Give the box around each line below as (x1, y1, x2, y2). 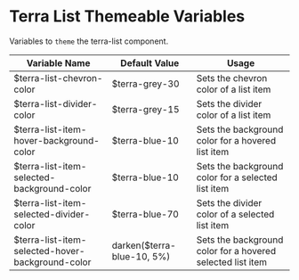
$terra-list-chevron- (13, 71, 103, 84)
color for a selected (196, 171, 278, 184)
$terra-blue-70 (111, 208, 180, 220)
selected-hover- (13, 244, 85, 257)
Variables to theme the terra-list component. (9, 36, 169, 46)
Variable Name (26, 56, 91, 69)
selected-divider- (13, 208, 91, 220)
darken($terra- (111, 239, 176, 251)
